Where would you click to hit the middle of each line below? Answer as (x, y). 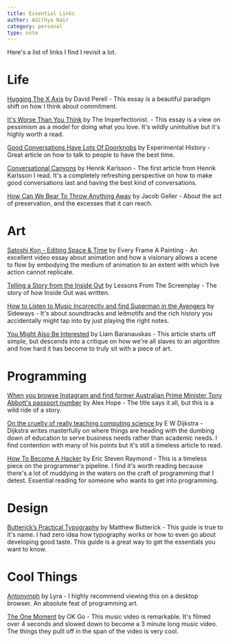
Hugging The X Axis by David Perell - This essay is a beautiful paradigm (109, 99)
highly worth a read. (35, 134)
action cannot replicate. (41, 272)
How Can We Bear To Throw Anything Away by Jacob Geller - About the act (114, 196)
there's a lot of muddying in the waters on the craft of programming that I (111, 473)
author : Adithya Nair (38, 20)
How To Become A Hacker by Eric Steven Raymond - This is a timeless (107, 458)
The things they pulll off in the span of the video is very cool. (93, 631)
